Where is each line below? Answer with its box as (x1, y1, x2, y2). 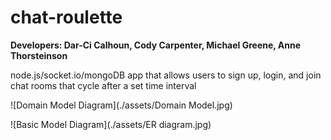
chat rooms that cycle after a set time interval (10, 79, 197, 91)
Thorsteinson (10, 49, 68, 61)
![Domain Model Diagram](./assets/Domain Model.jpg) (10, 99, 233, 111)
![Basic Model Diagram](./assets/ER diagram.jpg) (10, 118, 212, 130)
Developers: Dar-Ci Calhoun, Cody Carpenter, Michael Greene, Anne (10, 39, 302, 51)
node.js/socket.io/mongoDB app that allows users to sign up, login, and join (10, 69, 322, 81)
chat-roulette (10, 6, 123, 29)
